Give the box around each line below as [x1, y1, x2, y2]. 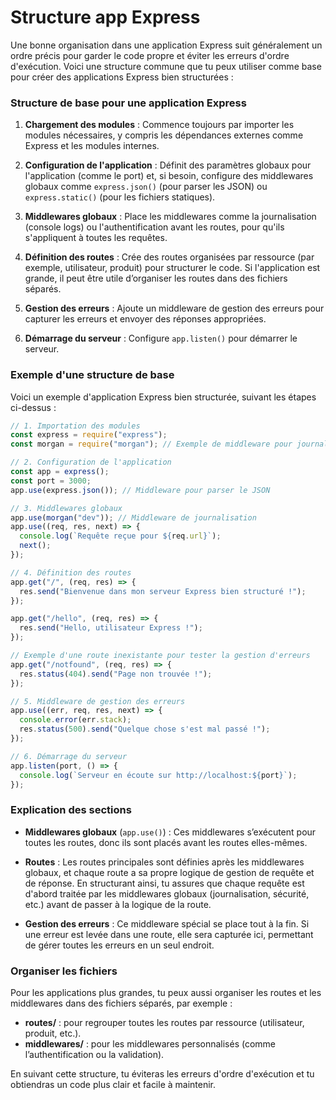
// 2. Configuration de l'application [10, 457, 172, 468]
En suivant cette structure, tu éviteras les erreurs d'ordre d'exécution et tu [10, 1068, 315, 1080]
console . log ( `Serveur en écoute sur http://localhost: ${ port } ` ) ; [19, 770, 298, 780]
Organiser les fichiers [10, 964, 118, 978]
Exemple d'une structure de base [10, 368, 175, 382]
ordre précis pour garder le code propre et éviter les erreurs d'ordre [10, 49, 290, 61]
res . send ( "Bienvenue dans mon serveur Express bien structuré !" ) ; [19, 586, 307, 596]
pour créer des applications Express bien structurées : [10, 71, 234, 83]
